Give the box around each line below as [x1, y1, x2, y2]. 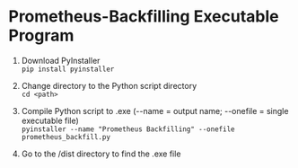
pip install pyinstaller [21, 65, 115, 74]
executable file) [21, 115, 80, 126]
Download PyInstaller [21, 55, 101, 66]
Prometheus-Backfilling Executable [8, 6, 279, 27]
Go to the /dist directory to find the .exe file [21, 148, 181, 159]
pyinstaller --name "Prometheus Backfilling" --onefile [21, 124, 235, 134]
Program [8, 25, 74, 46]
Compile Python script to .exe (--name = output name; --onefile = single [21, 105, 289, 116]
